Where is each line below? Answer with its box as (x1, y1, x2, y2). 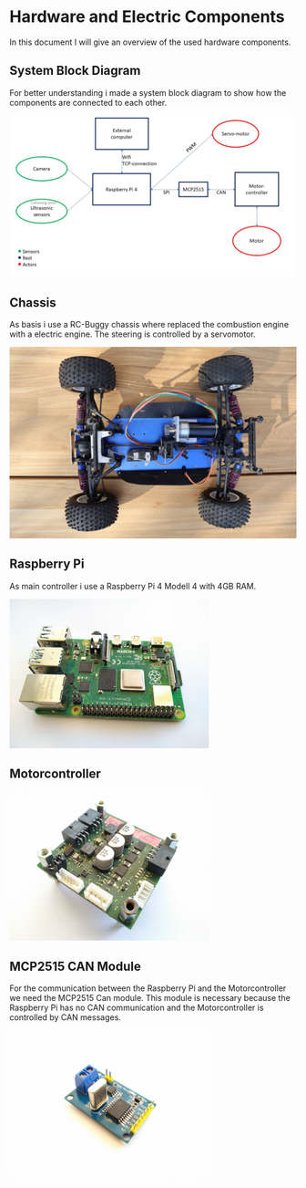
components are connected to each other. (9, 97, 168, 108)
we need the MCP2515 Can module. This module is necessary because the (9, 993, 291, 1004)
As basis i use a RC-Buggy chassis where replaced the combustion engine (9, 319, 290, 330)
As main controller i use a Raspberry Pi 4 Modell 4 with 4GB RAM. (9, 580, 257, 591)
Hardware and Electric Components (9, 6, 285, 27)
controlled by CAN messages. (9, 1012, 121, 1023)
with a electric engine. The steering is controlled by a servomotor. (9, 328, 257, 339)
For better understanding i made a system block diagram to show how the (9, 87, 287, 98)
